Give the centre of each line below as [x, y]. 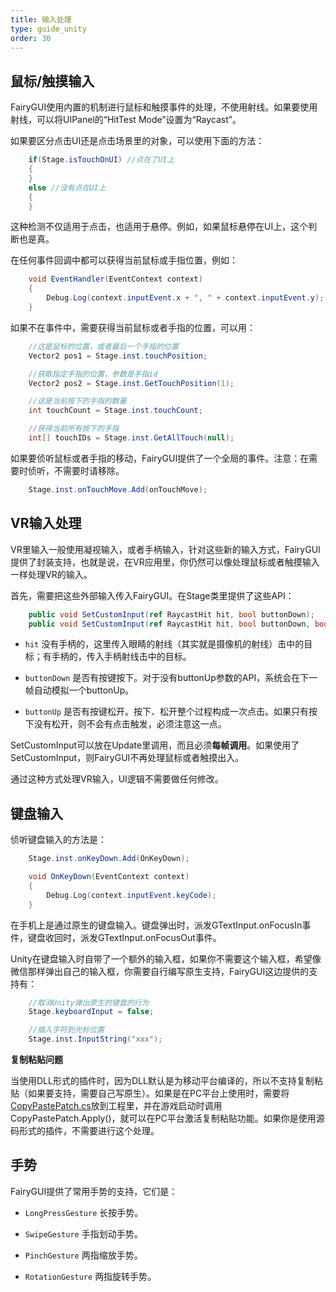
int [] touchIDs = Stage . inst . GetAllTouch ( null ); [131, 438]
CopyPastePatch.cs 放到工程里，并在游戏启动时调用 [116, 1106]
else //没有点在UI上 [67, 187]
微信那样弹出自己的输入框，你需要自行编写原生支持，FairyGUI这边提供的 [160, 971]
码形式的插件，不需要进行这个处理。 [85, 1131]
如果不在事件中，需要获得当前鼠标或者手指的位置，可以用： [133, 327]
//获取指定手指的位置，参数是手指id [93, 374]
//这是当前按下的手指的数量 [77, 401]
